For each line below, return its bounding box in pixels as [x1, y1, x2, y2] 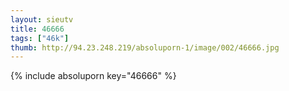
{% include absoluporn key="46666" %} [10, 70, 177, 82]
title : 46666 [10, 24, 65, 34]
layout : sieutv [10, 14, 74, 25]
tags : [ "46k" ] [10, 33, 70, 43]
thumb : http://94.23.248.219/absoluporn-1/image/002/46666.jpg [10, 42, 280, 53]
